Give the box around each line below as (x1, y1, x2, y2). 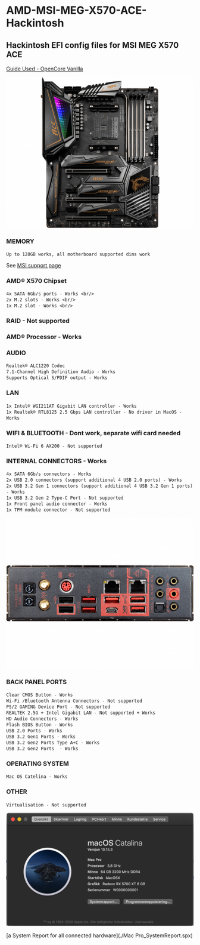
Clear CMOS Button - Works (6, 692, 73, 698)
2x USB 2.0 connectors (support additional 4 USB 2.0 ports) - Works (6, 477, 183, 484)
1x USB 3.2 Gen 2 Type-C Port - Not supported (6, 495, 124, 501)
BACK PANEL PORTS (6, 678, 67, 686)
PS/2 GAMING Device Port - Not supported (6, 704, 111, 710)
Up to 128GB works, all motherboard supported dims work (6, 251, 151, 257)
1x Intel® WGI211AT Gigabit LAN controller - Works (6, 403, 137, 409)
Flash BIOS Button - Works (6, 722, 73, 728)
